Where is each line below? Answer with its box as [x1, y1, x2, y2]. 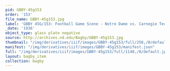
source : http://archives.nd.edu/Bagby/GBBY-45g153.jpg [5, 35, 123, 40]
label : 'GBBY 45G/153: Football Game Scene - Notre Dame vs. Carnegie [5, 21, 157, 26]
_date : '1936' [5, 26, 35, 31]
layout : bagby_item [5, 53, 47, 59]
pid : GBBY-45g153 [5, 7, 42, 12]
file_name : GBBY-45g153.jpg [5, 16, 65, 21]
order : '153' [5, 12, 33, 17]
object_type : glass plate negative [5, 30, 80, 35]
